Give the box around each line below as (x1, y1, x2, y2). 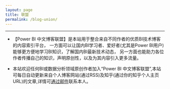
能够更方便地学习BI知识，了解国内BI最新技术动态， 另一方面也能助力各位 (12, 49, 164, 55)
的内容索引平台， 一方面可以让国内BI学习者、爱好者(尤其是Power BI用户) (12, 42, 164, 49)
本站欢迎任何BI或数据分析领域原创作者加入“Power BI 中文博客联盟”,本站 (12, 66, 161, 72)
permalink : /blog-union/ (5, 17, 58, 22)
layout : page (5, 7, 33, 13)
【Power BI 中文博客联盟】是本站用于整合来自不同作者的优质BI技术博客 (12, 36, 161, 42)
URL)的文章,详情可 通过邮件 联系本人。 (12, 78, 91, 84)
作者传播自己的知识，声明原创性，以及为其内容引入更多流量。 (12, 55, 142, 61)
